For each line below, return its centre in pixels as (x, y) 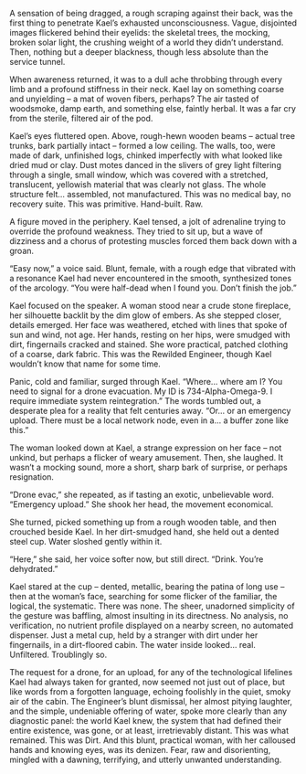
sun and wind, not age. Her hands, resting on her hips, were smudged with (150, 334)
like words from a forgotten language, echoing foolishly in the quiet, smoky (150, 692)
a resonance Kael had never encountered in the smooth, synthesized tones (151, 278)
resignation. (32, 477)
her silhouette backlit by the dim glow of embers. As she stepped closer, (145, 315)
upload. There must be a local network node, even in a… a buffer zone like (149, 420)
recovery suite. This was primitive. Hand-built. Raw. (106, 204)
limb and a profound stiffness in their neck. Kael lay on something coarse (147, 89)
